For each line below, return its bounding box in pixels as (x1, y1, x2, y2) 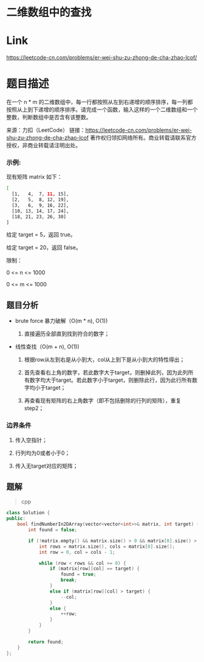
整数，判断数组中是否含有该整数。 (6, 114, 92, 121)
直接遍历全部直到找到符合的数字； (24, 330, 110, 337)
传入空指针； (15, 436, 47, 444)
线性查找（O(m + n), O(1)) (15, 343, 80, 350)
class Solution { (6, 510, 50, 516)
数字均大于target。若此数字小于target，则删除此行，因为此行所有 (29, 376, 192, 384)
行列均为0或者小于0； (15, 449, 70, 457)
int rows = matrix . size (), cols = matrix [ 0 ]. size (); (38, 543, 175, 550)
